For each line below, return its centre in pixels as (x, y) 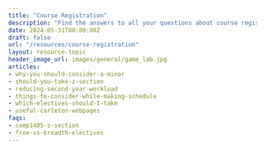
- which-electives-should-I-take (63, 103)
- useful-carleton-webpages (54, 111)
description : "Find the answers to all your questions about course (123, 23)
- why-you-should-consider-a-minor (67, 74)
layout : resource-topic (47, 52)
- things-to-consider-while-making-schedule (82, 96)
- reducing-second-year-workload (63, 89)
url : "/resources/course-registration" (74, 45)
